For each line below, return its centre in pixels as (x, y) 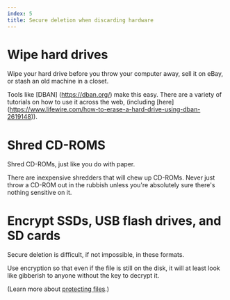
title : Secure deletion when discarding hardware (81, 20)
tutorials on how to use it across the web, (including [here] (91, 102)
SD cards (34, 236)
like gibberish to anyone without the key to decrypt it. (83, 276)
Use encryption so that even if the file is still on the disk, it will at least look (114, 268)
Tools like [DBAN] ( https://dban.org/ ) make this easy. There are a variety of (115, 95)
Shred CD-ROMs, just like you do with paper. (71, 164)
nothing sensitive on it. (40, 193)
